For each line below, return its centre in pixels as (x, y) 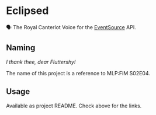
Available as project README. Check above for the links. (74, 106)
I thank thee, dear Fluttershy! (41, 62)
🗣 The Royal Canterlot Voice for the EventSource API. (71, 27)
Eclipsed (27, 11)
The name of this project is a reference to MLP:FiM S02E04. (78, 73)
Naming (21, 48)
